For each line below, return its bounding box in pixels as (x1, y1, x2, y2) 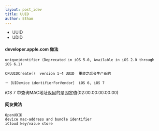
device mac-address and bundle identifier (5, 117, 92, 122)
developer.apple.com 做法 (5, 46, 58, 52)
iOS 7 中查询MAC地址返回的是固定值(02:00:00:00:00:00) (5, 89, 118, 95)
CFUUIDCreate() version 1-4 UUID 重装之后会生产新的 (5, 71, 111, 76)
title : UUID (5, 12, 29, 16)
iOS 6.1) (5, 62, 23, 66)
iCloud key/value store (5, 121, 53, 126)
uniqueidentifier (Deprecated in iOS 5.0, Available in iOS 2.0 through (5, 57, 155, 62)
